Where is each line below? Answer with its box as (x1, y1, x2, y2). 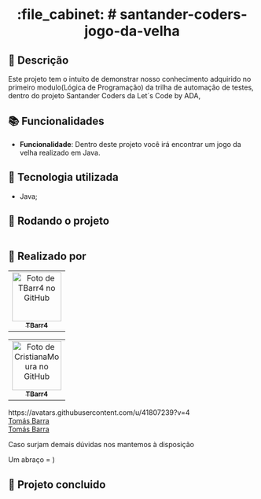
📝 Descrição (8, 53, 69, 67)
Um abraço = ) (8, 455, 55, 464)
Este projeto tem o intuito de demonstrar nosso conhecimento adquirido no (8, 75, 252, 83)
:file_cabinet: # (17, 6, 117, 24)
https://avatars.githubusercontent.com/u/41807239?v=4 (8, 408, 190, 417)
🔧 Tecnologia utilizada (8, 171, 119, 184)
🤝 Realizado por (8, 249, 86, 262)
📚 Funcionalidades (8, 115, 105, 128)
